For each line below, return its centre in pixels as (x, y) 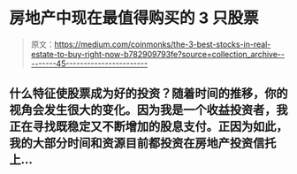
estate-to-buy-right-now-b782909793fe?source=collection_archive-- (158, 54)
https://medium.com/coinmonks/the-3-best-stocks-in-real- (163, 44)
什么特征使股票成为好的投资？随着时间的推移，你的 (148, 94)
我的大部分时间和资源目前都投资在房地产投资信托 (143, 144)
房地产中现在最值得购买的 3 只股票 (134, 18)
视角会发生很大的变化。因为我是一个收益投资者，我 (148, 110)
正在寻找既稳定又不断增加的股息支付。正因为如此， (148, 127)
